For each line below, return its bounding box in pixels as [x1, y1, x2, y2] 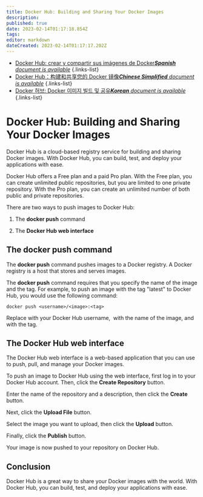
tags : [6, 32, 20, 38]
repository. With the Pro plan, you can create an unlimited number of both [6, 185, 190, 193]
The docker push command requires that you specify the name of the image [6, 279, 198, 286]
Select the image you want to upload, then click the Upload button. [6, 421, 174, 428]
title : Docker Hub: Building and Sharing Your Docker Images [6, 8, 164, 15]
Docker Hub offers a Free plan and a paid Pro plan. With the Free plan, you [6, 172, 192, 179]
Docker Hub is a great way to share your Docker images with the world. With [6, 478, 198, 485]
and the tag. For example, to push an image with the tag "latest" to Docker [6, 285, 191, 293]
